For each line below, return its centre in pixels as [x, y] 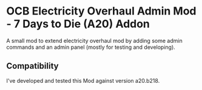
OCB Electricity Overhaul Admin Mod [101, 11]
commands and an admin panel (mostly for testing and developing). [91, 47]
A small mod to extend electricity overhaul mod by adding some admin [95, 40]
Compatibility [32, 66]
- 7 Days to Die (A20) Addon [78, 24]
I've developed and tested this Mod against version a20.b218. [83, 80]
